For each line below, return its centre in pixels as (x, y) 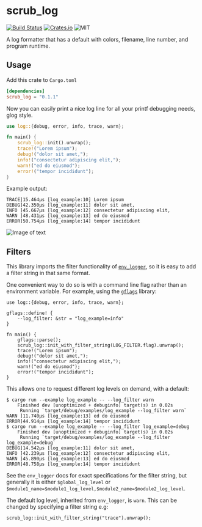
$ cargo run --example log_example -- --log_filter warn (80, 400)
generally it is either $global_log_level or (59, 482)
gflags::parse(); (39, 340)
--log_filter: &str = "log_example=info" (70, 319)
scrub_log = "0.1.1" (33, 97)
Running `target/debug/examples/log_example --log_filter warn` (103, 411)
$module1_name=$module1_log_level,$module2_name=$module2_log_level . (96, 488)
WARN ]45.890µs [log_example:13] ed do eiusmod (68, 459)
